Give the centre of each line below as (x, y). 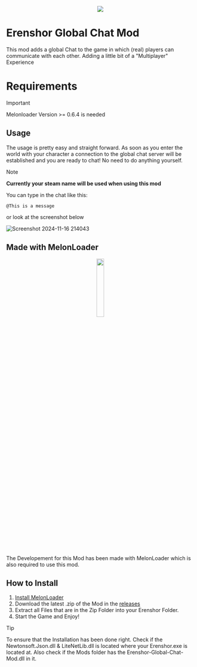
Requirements (42, 86)
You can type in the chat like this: (47, 195)
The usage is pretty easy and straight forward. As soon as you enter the (95, 147)
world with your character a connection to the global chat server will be (94, 154)
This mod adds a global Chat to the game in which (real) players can (90, 49)
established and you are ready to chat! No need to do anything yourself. (95, 160)
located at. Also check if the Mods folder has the (66, 652)
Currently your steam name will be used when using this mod (84, 183)
